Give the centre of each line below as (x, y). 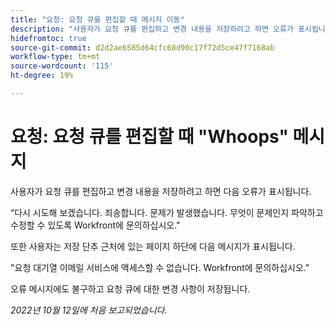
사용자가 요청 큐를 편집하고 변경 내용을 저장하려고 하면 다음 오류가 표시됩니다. (161, 191)
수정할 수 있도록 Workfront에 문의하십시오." (95, 225)
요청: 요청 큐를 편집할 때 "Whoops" (149, 137)
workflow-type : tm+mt (55, 57)
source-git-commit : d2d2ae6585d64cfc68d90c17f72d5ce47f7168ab (142, 47)
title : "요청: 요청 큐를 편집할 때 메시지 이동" (97, 19)
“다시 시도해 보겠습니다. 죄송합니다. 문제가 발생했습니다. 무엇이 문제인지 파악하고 (167, 212)
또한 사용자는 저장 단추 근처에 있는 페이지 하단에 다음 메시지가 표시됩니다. (153, 246)
